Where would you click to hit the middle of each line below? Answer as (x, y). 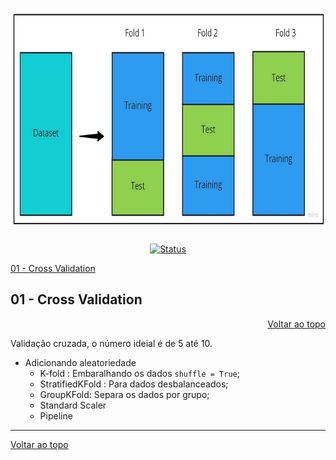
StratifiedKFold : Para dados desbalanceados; (134, 384)
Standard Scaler (73, 405)
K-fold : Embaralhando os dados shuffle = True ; (139, 373)
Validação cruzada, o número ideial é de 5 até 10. (111, 343)
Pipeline (56, 415)
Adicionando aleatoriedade (80, 362)
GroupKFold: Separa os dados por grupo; (124, 394)
